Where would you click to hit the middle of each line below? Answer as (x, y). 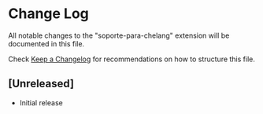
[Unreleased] (41, 84)
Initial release (41, 102)
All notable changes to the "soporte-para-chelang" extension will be (119, 35)
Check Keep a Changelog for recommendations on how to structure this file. (132, 59)
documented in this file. (46, 43)
